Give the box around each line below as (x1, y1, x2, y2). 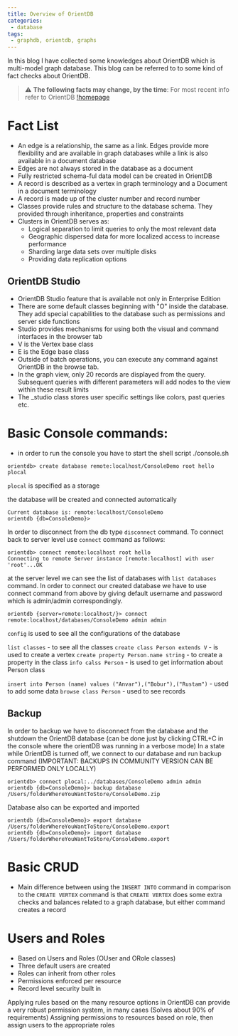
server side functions (17, 317, 80, 325)
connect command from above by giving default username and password (7, 589, 222, 597)
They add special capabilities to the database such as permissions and (17, 309, 225, 318)
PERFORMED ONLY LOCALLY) (7, 764, 97, 773)
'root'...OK (7, 561, 43, 568)
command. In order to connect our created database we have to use (7, 581, 207, 590)
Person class (7, 665, 45, 674)
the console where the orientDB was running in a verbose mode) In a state (7, 741, 225, 750)
